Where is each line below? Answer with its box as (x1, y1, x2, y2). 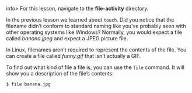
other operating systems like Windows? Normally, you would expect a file (6, 29, 183, 36)
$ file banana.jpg (6, 81, 51, 87)
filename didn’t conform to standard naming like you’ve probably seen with (6, 23, 186, 29)
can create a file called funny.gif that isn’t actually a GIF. (6, 53, 141, 59)
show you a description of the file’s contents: (6, 70, 114, 77)
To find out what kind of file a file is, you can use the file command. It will (6, 64, 185, 71)
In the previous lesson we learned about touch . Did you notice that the (6, 16, 174, 23)
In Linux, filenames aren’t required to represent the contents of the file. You (6, 46, 187, 53)
